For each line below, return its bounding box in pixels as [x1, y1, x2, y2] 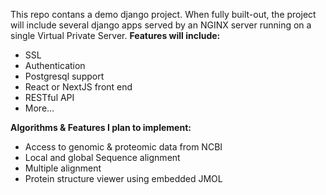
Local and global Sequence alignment [24, 152, 181, 163]
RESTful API [24, 92, 75, 103]
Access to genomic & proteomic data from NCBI [24, 141, 223, 153]
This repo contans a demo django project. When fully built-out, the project [10, 9, 317, 20]
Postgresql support [24, 70, 105, 82]
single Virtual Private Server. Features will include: [10, 30, 221, 41]
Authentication [24, 60, 86, 71]
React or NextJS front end [24, 81, 133, 93]
